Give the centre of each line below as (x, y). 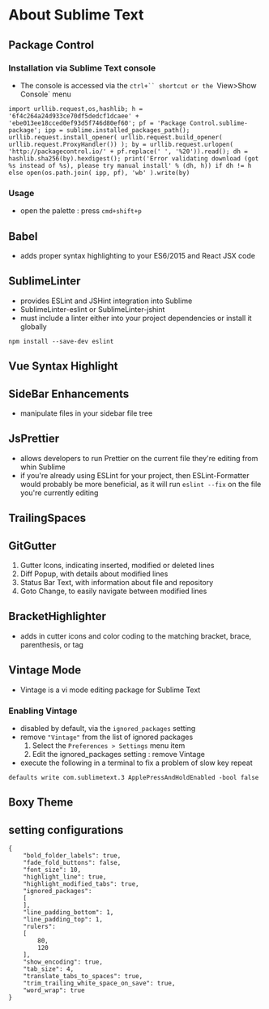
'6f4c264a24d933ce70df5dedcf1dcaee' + (74, 116)
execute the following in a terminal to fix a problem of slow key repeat (136, 763)
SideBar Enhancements (69, 393)
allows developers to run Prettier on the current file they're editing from (139, 458)
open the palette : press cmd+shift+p (81, 211)
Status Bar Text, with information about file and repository (117, 583)
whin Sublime (43, 467)
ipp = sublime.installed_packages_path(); (117, 130)
